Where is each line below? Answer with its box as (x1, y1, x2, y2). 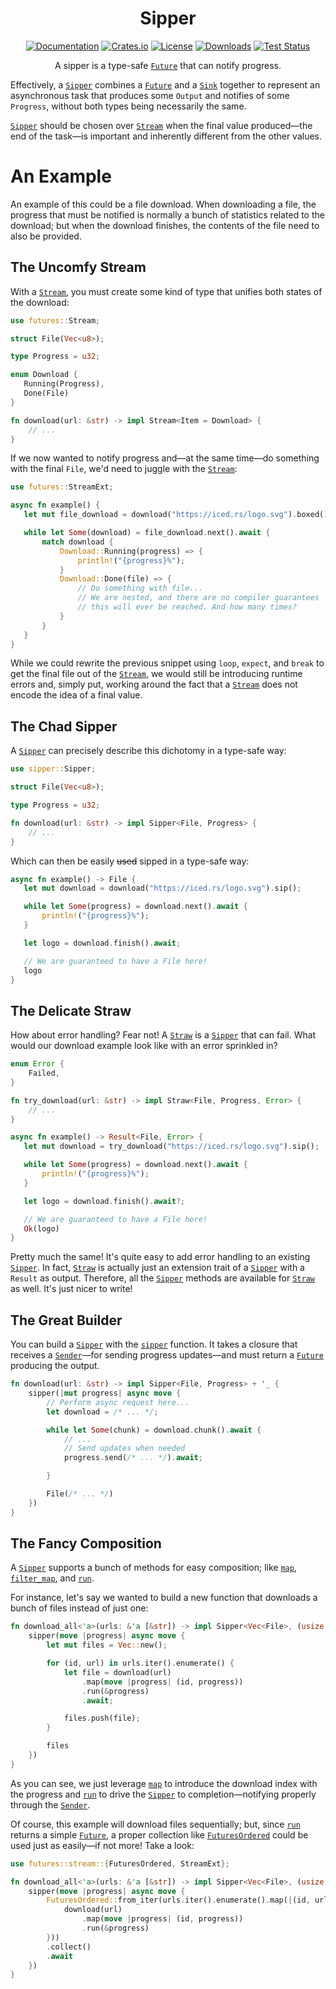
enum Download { (10, 370, 78, 380)
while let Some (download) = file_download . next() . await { (23, 528, 271, 538)
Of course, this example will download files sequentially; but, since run (10, 1818, 301, 1830)
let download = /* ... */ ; (46, 1407, 159, 1417)
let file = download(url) (63, 1667, 172, 1677)
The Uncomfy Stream (10, 259, 147, 276)
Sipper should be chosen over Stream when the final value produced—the (10, 119, 313, 131)
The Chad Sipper (10, 718, 118, 735)
